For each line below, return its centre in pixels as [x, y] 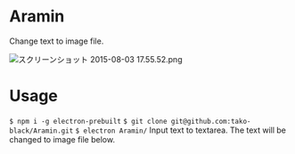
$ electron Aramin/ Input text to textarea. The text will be [181, 130]
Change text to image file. [57, 41]
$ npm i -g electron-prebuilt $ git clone [88, 121]
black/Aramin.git [41, 131]
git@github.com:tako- [211, 121]
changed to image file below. [62, 139]
